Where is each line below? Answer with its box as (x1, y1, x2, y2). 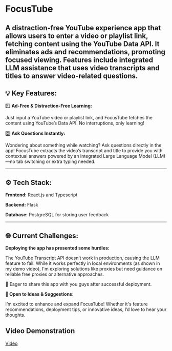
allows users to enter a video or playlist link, (5, 31, 148, 40)
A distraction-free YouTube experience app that (5, 24, 161, 32)
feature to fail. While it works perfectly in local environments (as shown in (5, 260, 160, 266)
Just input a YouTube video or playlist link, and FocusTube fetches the (5, 115, 153, 121)
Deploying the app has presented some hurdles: (5, 245, 110, 251)
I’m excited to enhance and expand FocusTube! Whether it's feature (5, 301, 148, 307)
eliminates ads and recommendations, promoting (5, 47, 165, 56)
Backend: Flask (5, 202, 38, 208)
